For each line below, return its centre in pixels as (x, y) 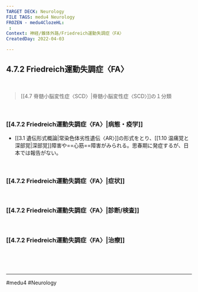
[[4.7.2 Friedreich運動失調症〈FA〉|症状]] (65, 181)
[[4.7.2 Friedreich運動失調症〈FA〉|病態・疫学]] (75, 124)
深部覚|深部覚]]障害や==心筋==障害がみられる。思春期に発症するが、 (99, 145)
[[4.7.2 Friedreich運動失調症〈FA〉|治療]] (65, 240)
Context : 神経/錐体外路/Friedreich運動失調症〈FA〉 (65, 34)
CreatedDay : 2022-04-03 (35, 39)
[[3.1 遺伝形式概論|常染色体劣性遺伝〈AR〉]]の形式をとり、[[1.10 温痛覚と (102, 138)
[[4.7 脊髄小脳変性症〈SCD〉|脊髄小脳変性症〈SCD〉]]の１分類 (96, 96)
